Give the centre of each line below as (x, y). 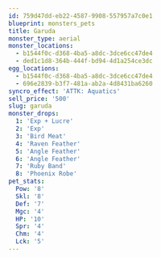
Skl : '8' (30, 196)
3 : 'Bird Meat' (41, 136)
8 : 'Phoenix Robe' (47, 174)
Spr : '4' (30, 226)
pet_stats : (27, 182)
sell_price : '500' (39, 99)
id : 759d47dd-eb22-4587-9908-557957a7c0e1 (80, 16)
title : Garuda (32, 31)
